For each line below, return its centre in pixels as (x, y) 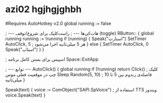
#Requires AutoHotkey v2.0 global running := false (58, 23)
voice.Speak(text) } (25, 95)
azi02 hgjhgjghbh (44, 9)
